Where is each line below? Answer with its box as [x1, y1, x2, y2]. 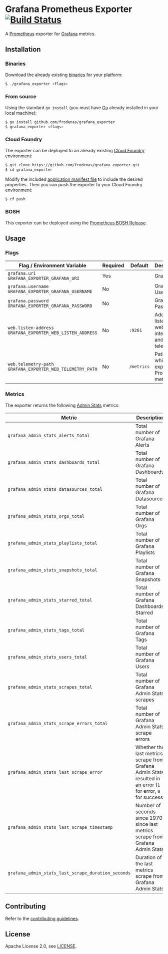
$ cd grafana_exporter [5, 167, 52, 172]
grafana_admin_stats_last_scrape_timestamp [7, 824, 113, 830]
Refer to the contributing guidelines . [5, 915, 79, 921]
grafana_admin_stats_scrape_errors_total [7, 720, 108, 726]
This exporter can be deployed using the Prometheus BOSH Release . [5, 219, 147, 226]
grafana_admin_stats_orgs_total [7, 513, 85, 519]
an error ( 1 [135, 781, 160, 788]
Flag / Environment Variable [18, 262, 86, 269]
